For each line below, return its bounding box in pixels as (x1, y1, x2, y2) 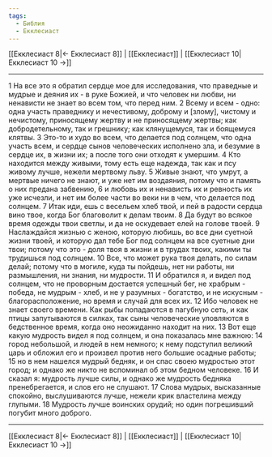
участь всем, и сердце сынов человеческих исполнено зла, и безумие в (8, 141, 261, 151)
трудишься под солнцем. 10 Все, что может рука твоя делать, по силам (8, 253, 257, 263)
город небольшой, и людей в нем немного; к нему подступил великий (8, 340, 253, 349)
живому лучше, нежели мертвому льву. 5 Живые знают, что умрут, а (8, 167, 249, 177)
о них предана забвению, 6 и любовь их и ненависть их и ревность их (8, 184, 253, 194)
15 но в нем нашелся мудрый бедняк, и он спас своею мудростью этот (8, 357, 255, 366)
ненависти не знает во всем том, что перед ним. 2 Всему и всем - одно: (8, 98, 261, 108)
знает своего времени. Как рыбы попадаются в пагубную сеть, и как (8, 305, 249, 314)
